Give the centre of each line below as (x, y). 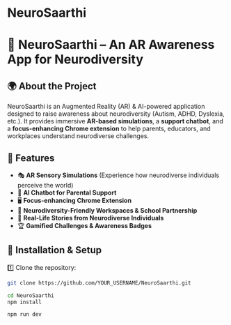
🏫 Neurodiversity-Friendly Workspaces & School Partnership (107, 210)
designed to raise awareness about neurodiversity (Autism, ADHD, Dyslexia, (116, 114)
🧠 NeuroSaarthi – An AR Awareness (111, 45)
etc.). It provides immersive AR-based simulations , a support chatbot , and (115, 121)
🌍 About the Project (52, 86)
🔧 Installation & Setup (55, 250)
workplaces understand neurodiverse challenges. (78, 136)
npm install (24, 302)
